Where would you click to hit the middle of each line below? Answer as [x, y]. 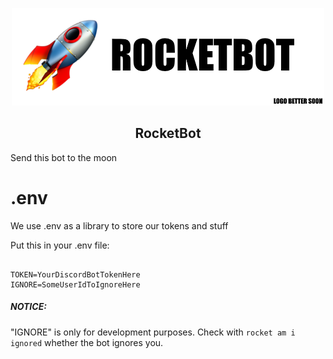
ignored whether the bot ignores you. [87, 342]
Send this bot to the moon [64, 157]
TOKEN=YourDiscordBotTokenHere [75, 274]
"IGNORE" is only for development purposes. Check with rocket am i [153, 332]
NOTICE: [28, 307]
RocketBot [168, 133]
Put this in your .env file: [60, 245]
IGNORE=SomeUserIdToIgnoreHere [75, 284]
